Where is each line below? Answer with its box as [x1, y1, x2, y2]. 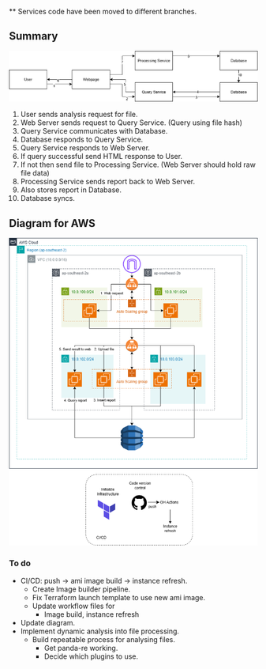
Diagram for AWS [9, 217, 96, 230]
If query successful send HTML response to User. [20, 152, 183, 161]
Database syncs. [20, 194, 76, 203]
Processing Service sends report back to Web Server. [20, 177, 196, 187]
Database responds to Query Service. [20, 134, 144, 145]
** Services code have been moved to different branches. [9, 7, 197, 16]
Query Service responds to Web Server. [20, 143, 151, 153]
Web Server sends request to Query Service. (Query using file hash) [20, 118, 243, 127]
